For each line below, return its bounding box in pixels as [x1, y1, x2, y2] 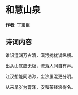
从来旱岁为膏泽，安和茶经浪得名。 [5, 84, 76, 90]
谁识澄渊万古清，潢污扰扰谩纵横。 [5, 52, 76, 58]
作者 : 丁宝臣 [5, 22, 30, 28]
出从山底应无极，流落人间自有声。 [5, 63, 76, 69]
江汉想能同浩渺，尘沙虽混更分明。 [5, 73, 76, 79]
